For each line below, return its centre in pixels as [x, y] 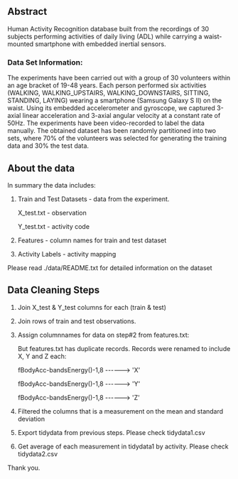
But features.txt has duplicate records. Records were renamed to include [124, 348]
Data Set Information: [45, 62]
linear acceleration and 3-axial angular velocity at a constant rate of [121, 116]
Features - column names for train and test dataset [92, 240]
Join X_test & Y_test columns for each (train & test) [92, 307]
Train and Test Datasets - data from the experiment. [93, 199]
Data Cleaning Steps [54, 290]
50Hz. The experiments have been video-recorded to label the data [106, 123]
